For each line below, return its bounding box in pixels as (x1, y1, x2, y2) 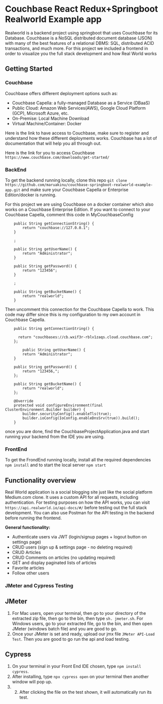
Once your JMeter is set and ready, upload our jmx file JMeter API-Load (12, 631, 155, 637)
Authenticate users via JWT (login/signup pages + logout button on (12, 534, 147, 540)
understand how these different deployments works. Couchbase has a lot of (5, 135, 157, 141)
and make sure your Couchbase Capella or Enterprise (21, 187, 129, 192)
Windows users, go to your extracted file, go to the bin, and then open (12, 620, 153, 627)
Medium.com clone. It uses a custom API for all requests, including (5, 495, 139, 500)
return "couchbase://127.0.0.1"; (22, 225, 90, 230)
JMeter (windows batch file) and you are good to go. (12, 626, 117, 631)
